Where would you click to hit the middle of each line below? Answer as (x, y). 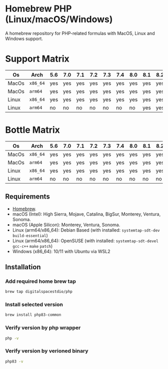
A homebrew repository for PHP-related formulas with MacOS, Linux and (80, 33)
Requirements (27, 197)
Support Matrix (37, 59)
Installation (23, 267)
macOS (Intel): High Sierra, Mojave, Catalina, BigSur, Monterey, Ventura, (86, 214)
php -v (12, 338)
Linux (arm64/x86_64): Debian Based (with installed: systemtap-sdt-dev (86, 230)
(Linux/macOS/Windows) (59, 19)
